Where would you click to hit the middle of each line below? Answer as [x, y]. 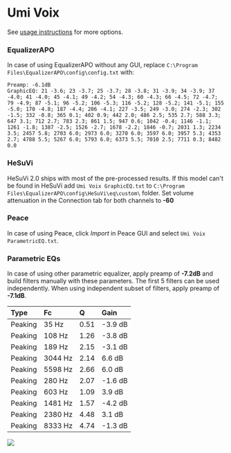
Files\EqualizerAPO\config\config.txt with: [71, 72]
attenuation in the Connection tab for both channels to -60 [91, 200]
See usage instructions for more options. [65, 32]
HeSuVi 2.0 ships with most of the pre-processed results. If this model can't [115, 178]
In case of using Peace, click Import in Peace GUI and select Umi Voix [107, 233]
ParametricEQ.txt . [33, 240]
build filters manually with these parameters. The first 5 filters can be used [113, 281]
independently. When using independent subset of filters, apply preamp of [113, 288]
